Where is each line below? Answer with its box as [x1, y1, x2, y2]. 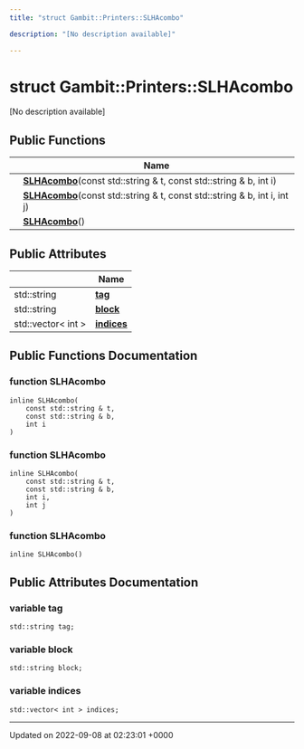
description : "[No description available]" [9, 29, 176, 39]
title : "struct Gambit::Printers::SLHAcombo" [9, 13, 184, 23]
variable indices [9, 685, 81, 697]
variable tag [9, 602, 63, 614]
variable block [9, 643, 74, 656]
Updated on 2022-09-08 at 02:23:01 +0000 [9, 729, 174, 740]
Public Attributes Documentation [9, 574, 199, 590]
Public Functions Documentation [9, 348, 198, 364]
